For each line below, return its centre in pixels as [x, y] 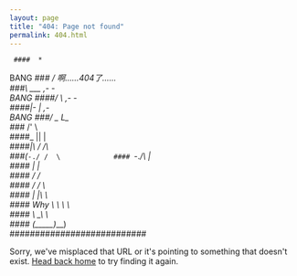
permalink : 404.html [49, 35]
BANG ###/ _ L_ [39, 117]
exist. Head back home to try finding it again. [94, 261]
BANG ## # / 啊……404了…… [63, 78]
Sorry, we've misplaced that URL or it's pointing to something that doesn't [148, 251]
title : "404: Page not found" [67, 27]
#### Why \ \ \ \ [40, 205]
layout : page [34, 18]
